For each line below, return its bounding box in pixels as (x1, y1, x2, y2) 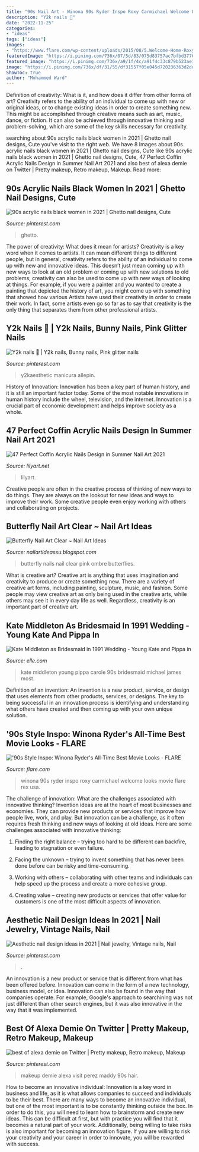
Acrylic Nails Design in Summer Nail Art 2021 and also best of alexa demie (6, 160, 188, 167)
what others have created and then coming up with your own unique (6, 705, 173, 712)
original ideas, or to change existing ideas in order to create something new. (6, 104, 191, 111)
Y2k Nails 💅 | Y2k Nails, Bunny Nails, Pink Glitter (6, 324, 187, 334)
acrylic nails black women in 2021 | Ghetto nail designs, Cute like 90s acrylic (6, 147, 192, 155)
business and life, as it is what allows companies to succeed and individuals (6, 1090, 191, 1097)
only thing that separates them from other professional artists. (6, 306, 158, 313)
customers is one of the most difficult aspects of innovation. (14, 898, 162, 905)
